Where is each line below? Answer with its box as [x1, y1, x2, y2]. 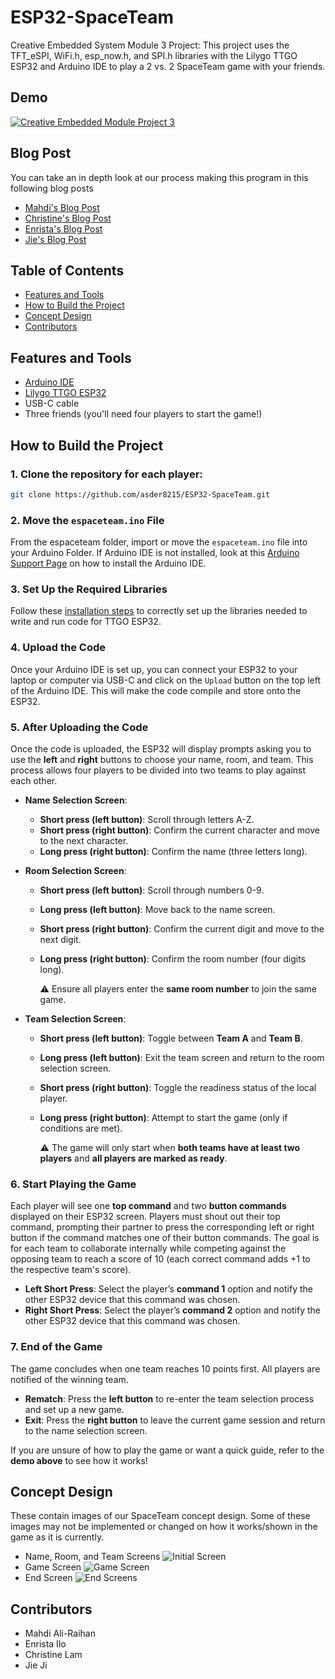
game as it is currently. [10, 1531, 105, 1543]
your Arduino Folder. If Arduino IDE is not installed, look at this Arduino [10, 547, 300, 559]
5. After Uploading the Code [10, 720, 149, 734]
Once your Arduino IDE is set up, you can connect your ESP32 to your [10, 663, 298, 675]
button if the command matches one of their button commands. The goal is [10, 1232, 320, 1244]
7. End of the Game [10, 1340, 103, 1354]
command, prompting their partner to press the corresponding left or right [10, 1221, 315, 1233]
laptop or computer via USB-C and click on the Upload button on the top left [10, 674, 322, 686]
